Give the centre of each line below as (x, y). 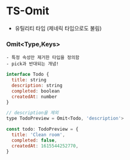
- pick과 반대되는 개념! (33, 64)
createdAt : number (35, 97)
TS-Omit (28, 11)
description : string (37, 85)
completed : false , (35, 140)
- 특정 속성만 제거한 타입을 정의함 (43, 58)
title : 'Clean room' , (38, 135)
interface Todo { (28, 75)
